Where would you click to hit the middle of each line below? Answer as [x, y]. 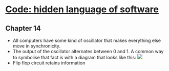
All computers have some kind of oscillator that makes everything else [87, 40]
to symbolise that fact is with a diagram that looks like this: [75, 57]
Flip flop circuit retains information [49, 63]
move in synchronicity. [36, 46]
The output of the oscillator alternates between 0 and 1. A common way [88, 51]
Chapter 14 [23, 28]
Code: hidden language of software [82, 9]
